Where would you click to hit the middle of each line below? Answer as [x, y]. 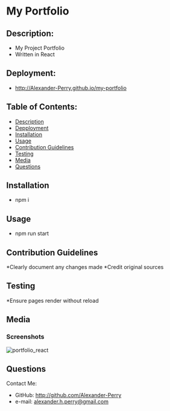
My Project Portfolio [40, 48]
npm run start [32, 233]
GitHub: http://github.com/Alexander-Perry [68, 395]
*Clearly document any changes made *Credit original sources [85, 267]
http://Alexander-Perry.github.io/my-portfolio [71, 88]
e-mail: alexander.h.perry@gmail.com [61, 402]
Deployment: [31, 73]
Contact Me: [22, 383]
